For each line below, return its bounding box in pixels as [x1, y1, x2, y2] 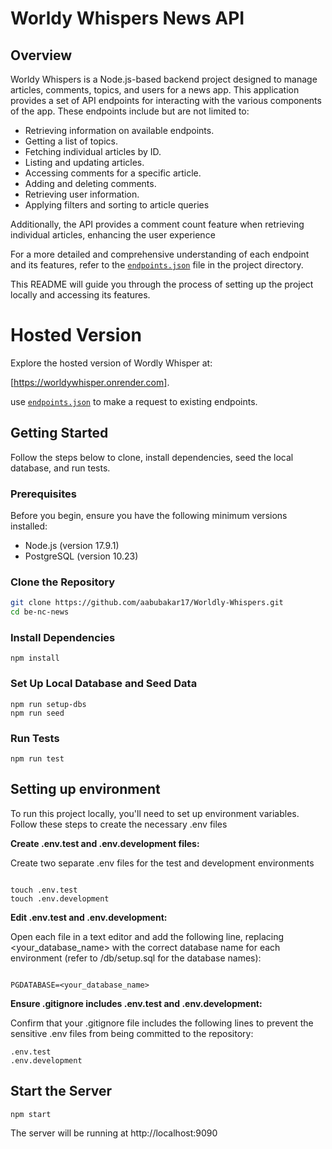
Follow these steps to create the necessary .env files [10, 818, 228, 830]
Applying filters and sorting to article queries [24, 199, 210, 211]
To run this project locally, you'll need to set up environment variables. [10, 807, 300, 819]
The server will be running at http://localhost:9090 [10, 1127, 218, 1139]
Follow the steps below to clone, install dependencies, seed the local [10, 451, 294, 463]
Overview [10, 47, 73, 64]
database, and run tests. [10, 462, 111, 474]
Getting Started [10, 425, 109, 442]
